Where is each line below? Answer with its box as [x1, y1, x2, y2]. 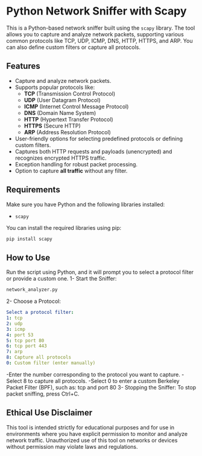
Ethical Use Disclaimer [6, 408, 93, 418]
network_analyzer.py [6, 287, 58, 293]
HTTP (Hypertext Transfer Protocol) [24, 116, 113, 123]
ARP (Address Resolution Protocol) [24, 128, 112, 135]
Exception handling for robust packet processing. [14, 160, 137, 168]
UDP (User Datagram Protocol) [24, 96, 101, 103]
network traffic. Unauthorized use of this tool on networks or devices [6, 437, 178, 444]
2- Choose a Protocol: [6, 298, 62, 305]
